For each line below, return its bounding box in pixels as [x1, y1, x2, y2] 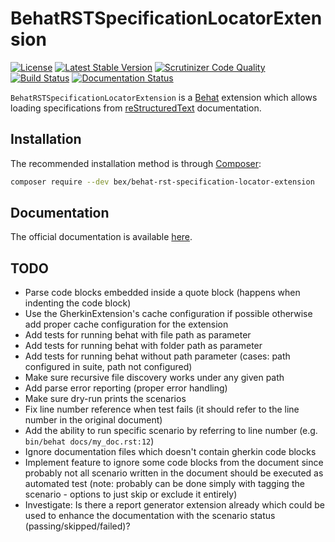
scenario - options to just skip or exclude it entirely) [24, 488, 238, 501]
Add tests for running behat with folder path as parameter [24, 340, 263, 352]
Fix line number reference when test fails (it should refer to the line [24, 403, 300, 416]
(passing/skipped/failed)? [24, 520, 131, 532]
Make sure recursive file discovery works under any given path [24, 372, 285, 384]
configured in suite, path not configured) [24, 361, 193, 373]
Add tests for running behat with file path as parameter [24, 329, 252, 341]
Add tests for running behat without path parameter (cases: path [24, 350, 291, 362]
